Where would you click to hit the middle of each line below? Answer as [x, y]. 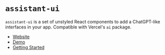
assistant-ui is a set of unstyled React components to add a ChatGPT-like [83, 21]
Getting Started [28, 47]
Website [21, 36]
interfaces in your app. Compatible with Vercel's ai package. [68, 27]
